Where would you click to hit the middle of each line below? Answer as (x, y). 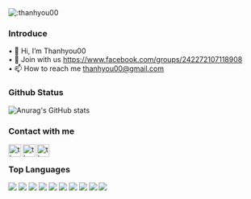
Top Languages (40, 169)
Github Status (36, 93)
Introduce (28, 33)
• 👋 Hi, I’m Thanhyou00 (47, 51)
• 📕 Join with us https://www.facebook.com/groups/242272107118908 (125, 60)
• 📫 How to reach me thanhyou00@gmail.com (86, 68)
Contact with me (42, 131)
